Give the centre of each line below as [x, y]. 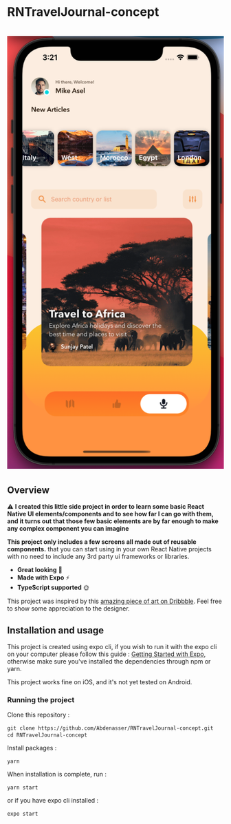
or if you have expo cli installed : [53, 801]
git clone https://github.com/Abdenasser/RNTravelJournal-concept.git [110, 728]
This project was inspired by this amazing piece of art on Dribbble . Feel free [114, 601]
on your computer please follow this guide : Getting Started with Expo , [107, 654]
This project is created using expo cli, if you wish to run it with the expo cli [112, 647]
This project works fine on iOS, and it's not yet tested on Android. [100, 682]
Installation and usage [56, 630]
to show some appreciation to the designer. [68, 609]
